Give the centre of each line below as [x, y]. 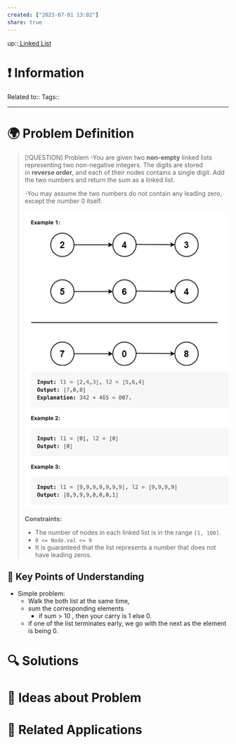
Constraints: [43, 518]
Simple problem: [41, 594]
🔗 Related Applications [75, 730]
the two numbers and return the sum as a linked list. [100, 180]
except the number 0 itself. [63, 201]
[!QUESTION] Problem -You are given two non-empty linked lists [118, 157]
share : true [25, 22]
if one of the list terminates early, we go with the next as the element [127, 624]
